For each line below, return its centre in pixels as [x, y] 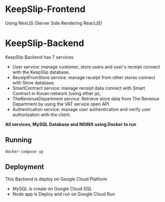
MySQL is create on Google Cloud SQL [52, 188]
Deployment [25, 167]
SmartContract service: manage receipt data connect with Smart [79, 88]
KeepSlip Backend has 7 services [39, 57]
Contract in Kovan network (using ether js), [57, 93]
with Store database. [34, 82]
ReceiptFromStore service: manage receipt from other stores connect [84, 77]
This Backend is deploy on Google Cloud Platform [56, 179]
